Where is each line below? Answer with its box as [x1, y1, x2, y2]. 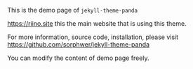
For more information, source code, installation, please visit [7, 33, 179, 41]
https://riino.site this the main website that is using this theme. [7, 20, 187, 27]
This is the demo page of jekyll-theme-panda [7, 6, 138, 14]
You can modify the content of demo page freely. [7, 54, 149, 62]
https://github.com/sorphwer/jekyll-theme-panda [7, 40, 149, 48]
